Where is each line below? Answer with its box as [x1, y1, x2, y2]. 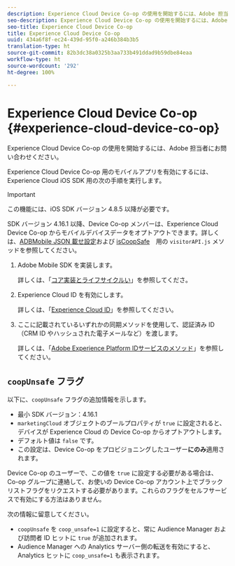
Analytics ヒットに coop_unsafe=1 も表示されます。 [17, 551, 163, 560]
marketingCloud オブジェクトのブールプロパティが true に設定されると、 [17, 419, 226, 427]
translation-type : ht [7, 43, 71, 50]
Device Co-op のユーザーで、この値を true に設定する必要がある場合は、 [7, 469, 218, 477]
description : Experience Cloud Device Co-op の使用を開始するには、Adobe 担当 [7, 10, 229, 18]
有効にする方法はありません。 [19, 495, 106, 504]
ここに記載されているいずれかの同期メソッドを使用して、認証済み [17, 320, 208, 329]
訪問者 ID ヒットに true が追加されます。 [23, 534, 141, 542]
